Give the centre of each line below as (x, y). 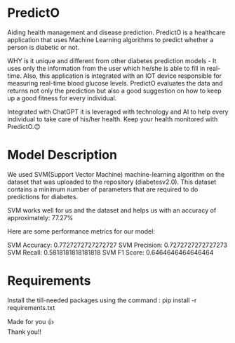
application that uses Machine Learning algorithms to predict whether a (110, 39)
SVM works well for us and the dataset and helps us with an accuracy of (112, 210)
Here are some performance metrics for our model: (81, 231)
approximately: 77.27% (40, 217)
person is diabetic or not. (43, 47)
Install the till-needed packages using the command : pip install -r (102, 300)
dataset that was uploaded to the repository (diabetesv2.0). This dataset (112, 182)
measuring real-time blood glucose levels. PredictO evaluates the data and (115, 83)
